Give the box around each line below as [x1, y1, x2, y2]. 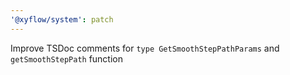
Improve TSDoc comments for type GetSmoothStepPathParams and [10, 42, 280, 54]
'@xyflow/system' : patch [10, 14, 114, 25]
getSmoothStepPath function [10, 52, 124, 65]
